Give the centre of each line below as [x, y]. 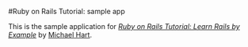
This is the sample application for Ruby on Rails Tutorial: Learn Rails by [124, 26]
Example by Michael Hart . [50, 35]
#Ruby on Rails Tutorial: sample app [67, 11]
